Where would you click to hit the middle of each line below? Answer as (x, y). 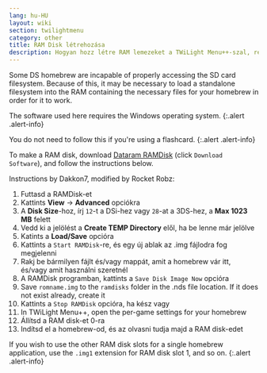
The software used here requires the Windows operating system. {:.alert (127, 115)
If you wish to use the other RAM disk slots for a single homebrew (116, 344)
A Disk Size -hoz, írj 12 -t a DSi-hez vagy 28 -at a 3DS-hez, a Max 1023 (134, 211)
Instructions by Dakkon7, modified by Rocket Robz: (92, 179)
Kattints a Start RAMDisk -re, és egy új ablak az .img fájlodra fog (124, 244)
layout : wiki (31, 23)
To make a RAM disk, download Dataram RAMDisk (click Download (116, 155)
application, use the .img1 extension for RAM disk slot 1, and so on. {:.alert (130, 353)
